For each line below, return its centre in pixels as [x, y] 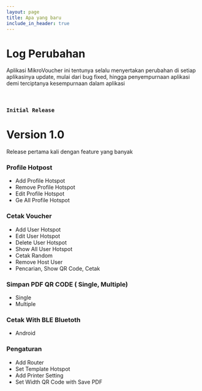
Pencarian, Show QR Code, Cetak [58, 268]
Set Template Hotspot [43, 369]
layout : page [23, 12]
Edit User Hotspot [38, 236]
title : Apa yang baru [34, 18]
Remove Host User [39, 262]
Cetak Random [34, 255]
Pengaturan [24, 349]
